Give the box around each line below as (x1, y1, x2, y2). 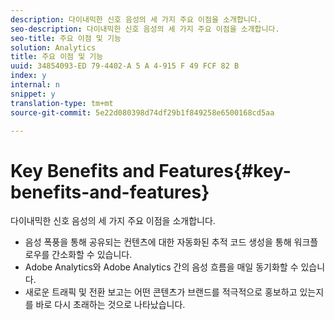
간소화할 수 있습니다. (51, 249, 133, 261)
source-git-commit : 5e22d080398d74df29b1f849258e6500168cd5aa (10, 107, 275, 118)
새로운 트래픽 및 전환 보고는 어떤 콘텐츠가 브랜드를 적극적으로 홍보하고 (24, 286, 298, 298)
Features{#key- (158, 159, 292, 182)
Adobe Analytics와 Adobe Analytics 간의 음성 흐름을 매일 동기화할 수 (24, 261, 299, 273)
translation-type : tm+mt (10, 98, 114, 108)
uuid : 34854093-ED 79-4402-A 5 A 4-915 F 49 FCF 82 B (10, 61, 240, 71)
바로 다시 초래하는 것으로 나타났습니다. (35, 299, 186, 311)
